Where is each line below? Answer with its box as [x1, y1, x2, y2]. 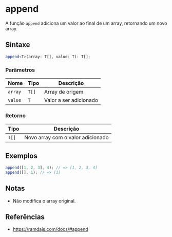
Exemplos [5, 151, 37, 160]
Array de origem [44, 88, 84, 95]
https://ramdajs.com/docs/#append [12, 226, 88, 232]
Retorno [5, 112, 26, 119]
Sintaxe [5, 41, 30, 49]
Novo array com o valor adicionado [24, 134, 109, 141]
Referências [5, 212, 45, 221]
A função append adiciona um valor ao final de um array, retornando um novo [5, 20, 167, 26]
